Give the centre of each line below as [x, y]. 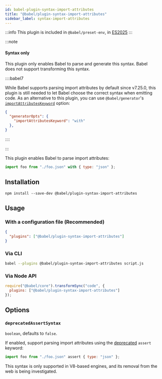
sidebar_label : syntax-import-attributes [47, 18]
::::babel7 [14, 78]
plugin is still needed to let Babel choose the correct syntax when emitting [79, 93]
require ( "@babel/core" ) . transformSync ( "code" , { [55, 286]
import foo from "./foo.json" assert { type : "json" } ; [62, 357]
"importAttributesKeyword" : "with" [50, 121]
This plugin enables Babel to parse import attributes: [57, 158]
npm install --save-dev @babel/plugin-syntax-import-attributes [71, 193]
